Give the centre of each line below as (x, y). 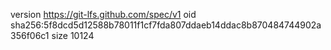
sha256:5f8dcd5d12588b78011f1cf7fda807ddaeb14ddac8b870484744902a (166, 25)
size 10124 (73, 35)
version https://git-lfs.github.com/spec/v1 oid (103, 14)
